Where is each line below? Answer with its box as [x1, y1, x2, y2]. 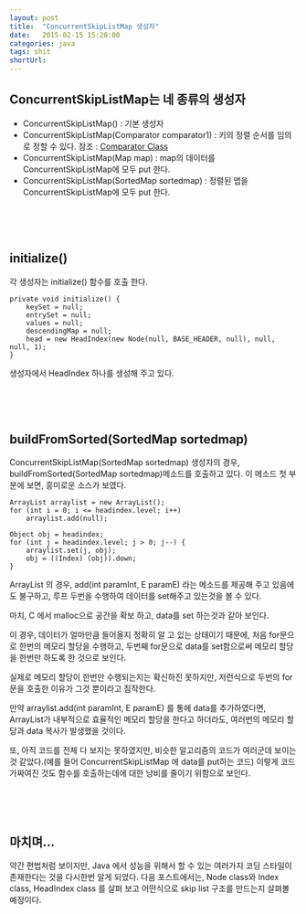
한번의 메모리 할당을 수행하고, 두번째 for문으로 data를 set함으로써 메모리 [18, 641, 277, 652]
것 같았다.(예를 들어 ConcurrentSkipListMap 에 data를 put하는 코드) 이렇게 [9, 756, 279, 768]
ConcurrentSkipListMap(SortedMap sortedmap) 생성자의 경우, [9, 457, 240, 468]
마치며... [9, 834, 56, 850]
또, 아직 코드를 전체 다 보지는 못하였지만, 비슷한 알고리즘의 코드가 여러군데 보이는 [9, 745, 297, 756]
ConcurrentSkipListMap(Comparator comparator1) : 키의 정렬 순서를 [22, 129, 276, 140]
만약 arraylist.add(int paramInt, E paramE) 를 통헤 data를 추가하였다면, [9, 703, 267, 714]
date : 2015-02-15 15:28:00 [9, 30, 121, 39]
